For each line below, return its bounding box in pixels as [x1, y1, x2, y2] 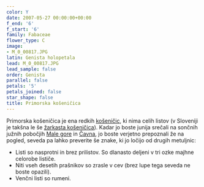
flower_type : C [6, 37, 45, 44]
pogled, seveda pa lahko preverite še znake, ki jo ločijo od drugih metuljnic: [6, 136, 196, 144]
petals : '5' [6, 83, 37, 90]
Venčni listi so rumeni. [15, 174, 72, 181]
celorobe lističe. [15, 155, 56, 162]
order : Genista [6, 72, 45, 78]
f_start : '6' [6, 26, 40, 32]
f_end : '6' [6, 20, 34, 26]
